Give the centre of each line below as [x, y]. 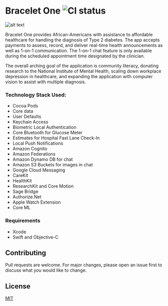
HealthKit [22, 181]
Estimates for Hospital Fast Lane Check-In [56, 138]
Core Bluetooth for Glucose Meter [48, 133]
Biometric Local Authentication [44, 127]
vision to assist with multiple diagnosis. [46, 82]
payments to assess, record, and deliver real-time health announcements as [84, 45]
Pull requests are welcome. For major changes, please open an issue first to [84, 265]
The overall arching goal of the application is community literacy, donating [82, 66]
